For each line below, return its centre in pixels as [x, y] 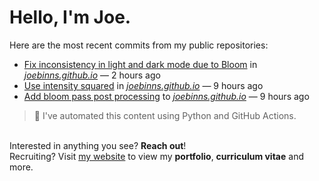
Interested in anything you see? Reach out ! [98, 145]
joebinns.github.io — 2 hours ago [92, 75]
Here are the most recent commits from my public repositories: [139, 45]
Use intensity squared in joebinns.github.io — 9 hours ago [143, 85]
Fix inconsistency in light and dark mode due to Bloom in [140, 64]
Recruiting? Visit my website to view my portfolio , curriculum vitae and [156, 156]
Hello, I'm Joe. [70, 17]
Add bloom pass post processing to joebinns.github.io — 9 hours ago [166, 96]
